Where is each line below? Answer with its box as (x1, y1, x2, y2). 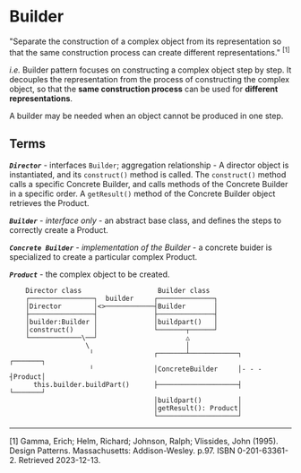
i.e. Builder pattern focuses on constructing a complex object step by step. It (9, 64, 292, 75)
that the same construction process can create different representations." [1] (9, 45, 290, 57)
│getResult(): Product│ (153, 404, 243, 413)
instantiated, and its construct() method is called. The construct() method (9, 169, 287, 180)
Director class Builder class (25, 287, 211, 296)
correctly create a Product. (9, 225, 109, 236)
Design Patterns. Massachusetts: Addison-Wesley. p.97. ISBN (9, 445, 236, 456)
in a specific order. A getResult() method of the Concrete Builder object (9, 188, 276, 199)
